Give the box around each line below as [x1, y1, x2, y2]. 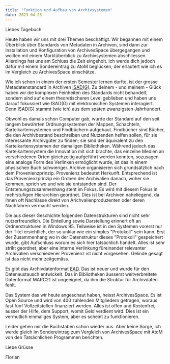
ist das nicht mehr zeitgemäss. [5, 256, 70, 262]
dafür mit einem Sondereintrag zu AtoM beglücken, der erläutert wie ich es [5, 63, 162, 69]
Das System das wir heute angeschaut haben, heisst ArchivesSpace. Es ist [5, 292, 162, 298]
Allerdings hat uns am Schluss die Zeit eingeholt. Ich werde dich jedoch [5, 58, 155, 64]
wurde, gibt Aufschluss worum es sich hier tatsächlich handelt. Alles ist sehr [5, 239, 165, 246]
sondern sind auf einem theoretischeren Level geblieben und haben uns [5, 95, 156, 101]
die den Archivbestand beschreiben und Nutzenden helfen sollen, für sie [5, 132, 158, 138]
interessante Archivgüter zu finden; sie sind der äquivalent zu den [5, 137, 144, 143]
